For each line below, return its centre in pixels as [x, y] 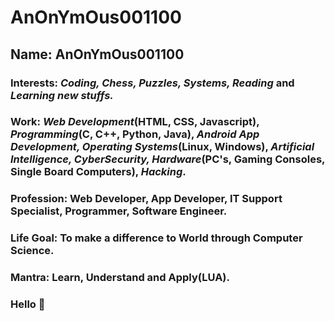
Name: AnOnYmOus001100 [97, 54]
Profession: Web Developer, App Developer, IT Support [146, 199]
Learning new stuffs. [62, 95]
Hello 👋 [28, 304]
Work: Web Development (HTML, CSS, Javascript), [135, 122]
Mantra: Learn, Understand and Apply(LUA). [120, 278]
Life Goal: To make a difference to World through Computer [156, 238]
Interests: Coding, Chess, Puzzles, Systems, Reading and [152, 83]
